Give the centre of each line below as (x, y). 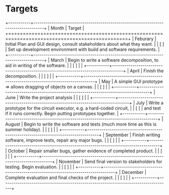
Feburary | (145, 39)
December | (134, 172)
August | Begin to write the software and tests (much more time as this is (81, 124)
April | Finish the (147, 70)
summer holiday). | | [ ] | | (32, 129)
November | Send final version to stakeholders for (110, 161)
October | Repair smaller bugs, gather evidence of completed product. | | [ (85, 151)
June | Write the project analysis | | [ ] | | (47, 97)
